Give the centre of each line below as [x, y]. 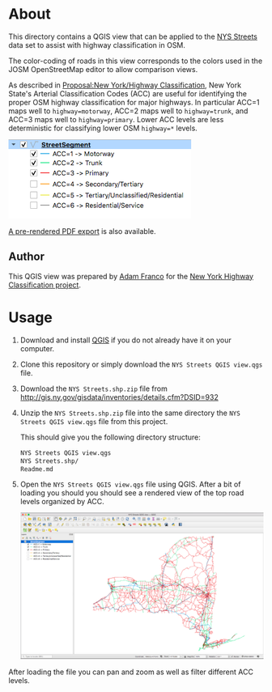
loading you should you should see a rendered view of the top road [132, 492]
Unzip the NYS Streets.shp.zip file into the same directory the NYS [130, 413]
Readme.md [37, 469]
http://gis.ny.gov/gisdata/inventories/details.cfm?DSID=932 [119, 397]
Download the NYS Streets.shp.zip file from [93, 388]
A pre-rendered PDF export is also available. [82, 231]
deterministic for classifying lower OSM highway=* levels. [103, 128]
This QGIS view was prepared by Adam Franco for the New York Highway [131, 276]
